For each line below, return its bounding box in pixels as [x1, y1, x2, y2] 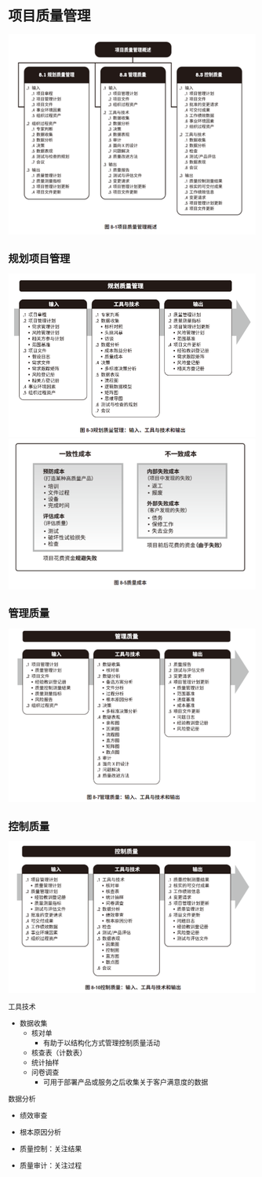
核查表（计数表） [31, 1048, 87, 1057]
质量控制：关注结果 [19, 1143, 82, 1153]
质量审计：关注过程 [19, 1161, 82, 1170]
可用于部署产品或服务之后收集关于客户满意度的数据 [42, 1077, 209, 1087]
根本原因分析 [19, 1127, 61, 1136]
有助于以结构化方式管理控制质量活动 [42, 1037, 161, 1048]
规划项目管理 [8, 252, 71, 265]
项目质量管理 [8, 7, 92, 25]
